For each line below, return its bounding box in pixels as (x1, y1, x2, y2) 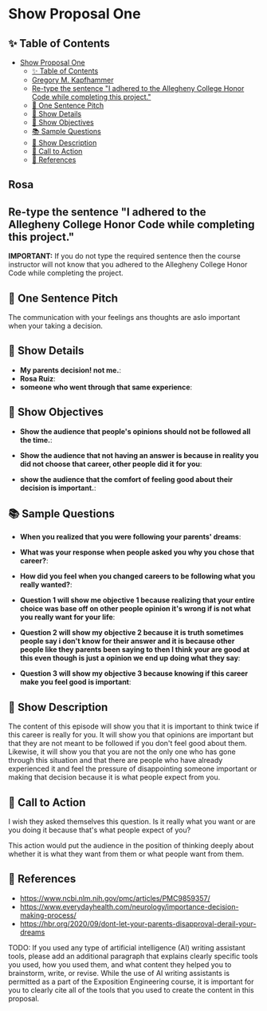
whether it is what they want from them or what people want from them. (8, 849, 245, 859)
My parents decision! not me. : (19, 365, 122, 375)
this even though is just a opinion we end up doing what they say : (19, 654, 241, 663)
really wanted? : (19, 580, 73, 590)
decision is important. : (19, 483, 97, 492)
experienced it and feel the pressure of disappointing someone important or (8, 764, 257, 774)
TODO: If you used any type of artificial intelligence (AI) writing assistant (8, 942, 245, 952)
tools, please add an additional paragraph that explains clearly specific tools (8, 951, 258, 961)
